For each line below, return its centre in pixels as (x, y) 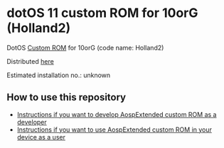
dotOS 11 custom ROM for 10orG (102, 13)
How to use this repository (66, 97)
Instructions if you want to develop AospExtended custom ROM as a (117, 114)
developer (32, 122)
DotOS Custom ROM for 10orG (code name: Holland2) (85, 47)
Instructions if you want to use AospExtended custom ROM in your (114, 130)
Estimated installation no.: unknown (59, 75)
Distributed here (30, 61)
